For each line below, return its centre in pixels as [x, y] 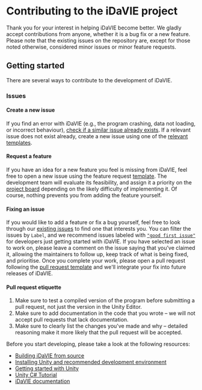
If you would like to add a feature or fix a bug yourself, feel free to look [93, 222]
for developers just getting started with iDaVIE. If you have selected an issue [101, 242]
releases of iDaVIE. [29, 273]
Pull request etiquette [34, 287]
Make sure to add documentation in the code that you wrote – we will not [105, 313]
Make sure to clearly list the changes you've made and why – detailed [101, 326]
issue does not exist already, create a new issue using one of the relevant [97, 136]
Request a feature [29, 156]
